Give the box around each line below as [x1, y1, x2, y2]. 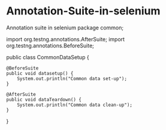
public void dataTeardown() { [6, 96, 82, 102]
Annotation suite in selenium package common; [6, 24, 124, 31]
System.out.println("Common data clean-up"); [17, 102, 133, 108]
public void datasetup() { [6, 70, 74, 76]
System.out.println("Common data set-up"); [17, 75, 128, 81]
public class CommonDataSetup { [6, 53, 89, 61]
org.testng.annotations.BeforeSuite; [6, 42, 95, 49]
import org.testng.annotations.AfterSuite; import [6, 35, 125, 43]
